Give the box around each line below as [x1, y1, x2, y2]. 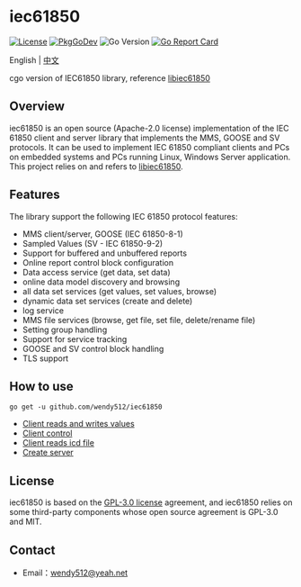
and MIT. [9, 516, 42, 528]
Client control [22, 428, 73, 438]
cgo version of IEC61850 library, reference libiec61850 [9, 72, 211, 83]
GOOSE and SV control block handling [22, 343, 164, 354]
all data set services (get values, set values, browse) [22, 285, 217, 296]
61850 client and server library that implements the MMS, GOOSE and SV [9, 132, 280, 143]
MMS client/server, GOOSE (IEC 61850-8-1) [22, 228, 184, 239]
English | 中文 [9, 54, 60, 65]
